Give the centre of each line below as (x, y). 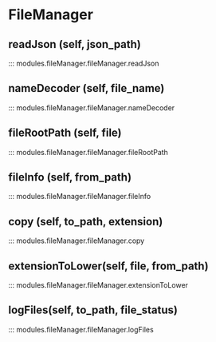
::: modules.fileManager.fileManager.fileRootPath (88, 152)
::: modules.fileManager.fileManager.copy (77, 241)
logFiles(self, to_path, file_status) (93, 310)
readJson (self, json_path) (75, 44)
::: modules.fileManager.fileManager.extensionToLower (98, 285)
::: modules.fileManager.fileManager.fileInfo (80, 197)
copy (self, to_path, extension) (86, 221)
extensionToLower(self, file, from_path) (108, 266)
